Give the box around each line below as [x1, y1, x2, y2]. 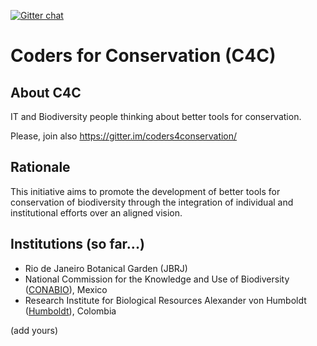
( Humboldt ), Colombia [24, 305, 117, 317]
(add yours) [10, 324, 59, 336]
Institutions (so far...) [10, 236, 145, 253]
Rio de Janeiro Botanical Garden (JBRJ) [24, 262, 188, 274]
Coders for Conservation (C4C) [10, 45, 277, 67]
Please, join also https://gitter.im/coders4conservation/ [10, 130, 238, 142]
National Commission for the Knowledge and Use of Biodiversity [24, 273, 290, 285]
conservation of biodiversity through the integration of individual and [10, 196, 294, 208]
